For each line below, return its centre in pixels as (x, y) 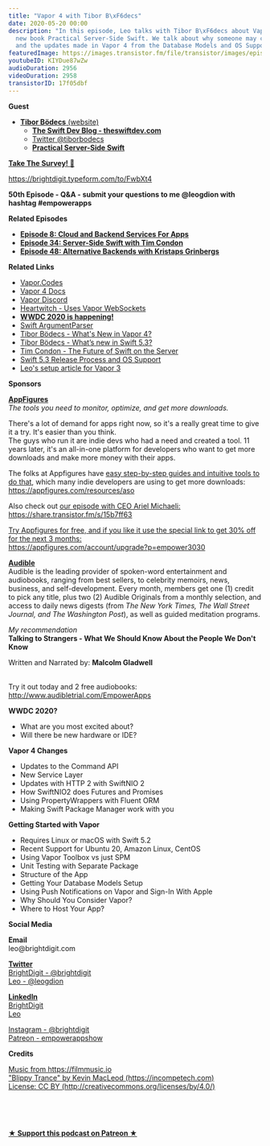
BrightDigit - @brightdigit (50, 972)
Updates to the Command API (69, 766)
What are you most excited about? (77, 726)
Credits (21, 1053)
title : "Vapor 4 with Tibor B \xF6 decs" (75, 16)
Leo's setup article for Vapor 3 (70, 368)
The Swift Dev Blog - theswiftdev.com (97, 130)
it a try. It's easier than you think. (62, 432)
